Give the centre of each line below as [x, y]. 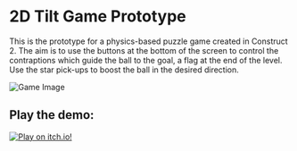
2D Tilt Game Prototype [98, 17]
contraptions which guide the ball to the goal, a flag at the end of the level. [146, 60]
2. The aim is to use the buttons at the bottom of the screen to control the [144, 50]
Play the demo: [52, 115]
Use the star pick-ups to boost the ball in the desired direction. [124, 70]
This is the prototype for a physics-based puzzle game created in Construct [148, 41]
